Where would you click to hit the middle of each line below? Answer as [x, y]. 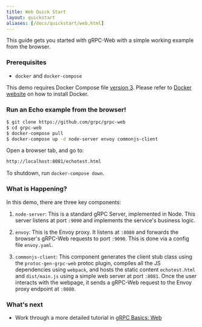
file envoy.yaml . [34, 245]
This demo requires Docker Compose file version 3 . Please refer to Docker [99, 87]
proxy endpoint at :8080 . [45, 289]
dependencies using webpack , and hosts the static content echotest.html [105, 269]
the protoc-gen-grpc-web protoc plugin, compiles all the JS [88, 263]
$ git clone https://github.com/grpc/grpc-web [66, 122]
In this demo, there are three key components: [64, 202]
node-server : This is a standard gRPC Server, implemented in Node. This [105, 214]
